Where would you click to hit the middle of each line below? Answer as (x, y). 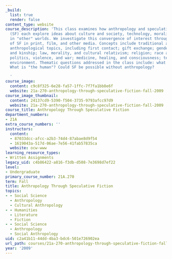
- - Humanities (21, 210)
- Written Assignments (29, 158)
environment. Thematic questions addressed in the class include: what (88, 63)
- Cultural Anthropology (36, 205)
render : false (25, 19)
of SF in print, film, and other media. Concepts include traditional (87, 44)
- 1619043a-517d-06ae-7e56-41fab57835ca (53, 143)
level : (12, 167)
